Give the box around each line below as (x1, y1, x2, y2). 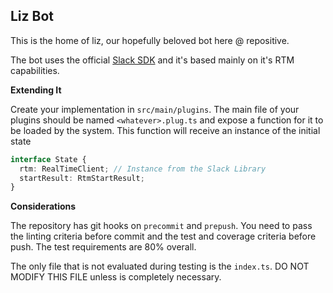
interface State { (10, 154, 87, 164)
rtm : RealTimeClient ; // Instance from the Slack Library (19, 164, 267, 174)
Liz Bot (10, 8, 55, 25)
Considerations (10, 200, 77, 213)
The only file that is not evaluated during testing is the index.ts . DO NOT (10, 260, 310, 273)
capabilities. (10, 64, 60, 76)
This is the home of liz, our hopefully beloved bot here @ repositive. (10, 34, 290, 46)
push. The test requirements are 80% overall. (10, 241, 197, 253)
